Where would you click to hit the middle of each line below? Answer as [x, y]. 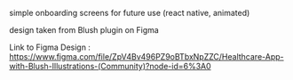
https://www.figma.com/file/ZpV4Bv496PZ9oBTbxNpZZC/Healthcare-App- [146, 56]
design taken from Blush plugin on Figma [84, 30]
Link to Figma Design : [50, 47]
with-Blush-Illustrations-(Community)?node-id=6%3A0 [110, 66]
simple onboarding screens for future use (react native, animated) [130, 13]
